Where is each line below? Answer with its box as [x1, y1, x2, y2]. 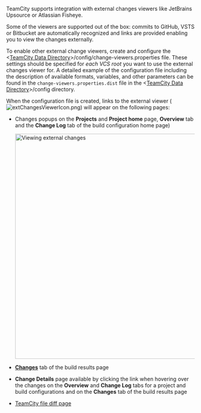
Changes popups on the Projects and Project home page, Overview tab [14, 115, 194, 122]
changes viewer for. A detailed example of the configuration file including [6, 67, 187, 74]
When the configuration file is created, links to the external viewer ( [6, 97, 172, 104]
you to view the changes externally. [6, 36, 94, 43]
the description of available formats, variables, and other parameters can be [6, 73, 194, 80]
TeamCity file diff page [14, 400, 72, 407]
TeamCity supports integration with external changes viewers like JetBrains [6, 5, 193, 12]
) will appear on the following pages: [80, 104, 170, 110]
